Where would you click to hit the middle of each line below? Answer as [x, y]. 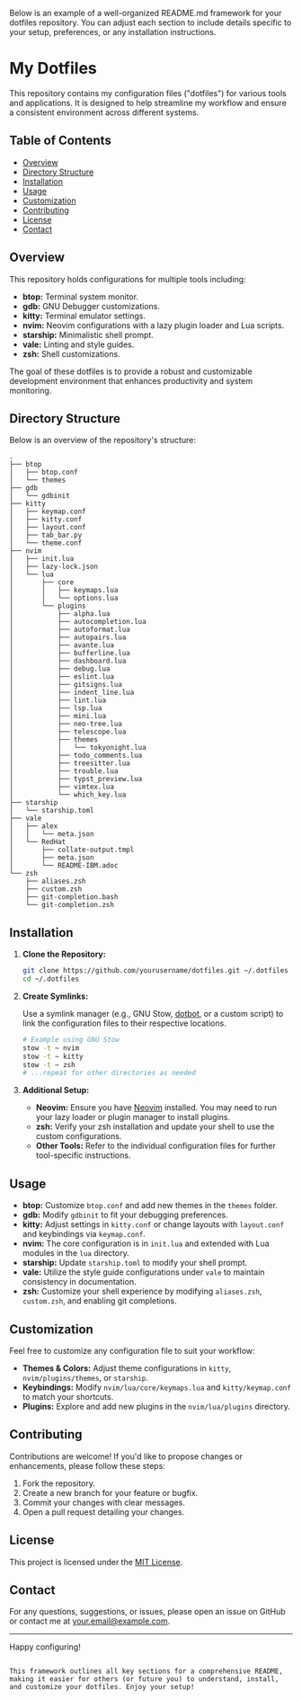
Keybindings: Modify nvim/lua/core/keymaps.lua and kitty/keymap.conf [157, 1387]
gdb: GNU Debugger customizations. [91, 306]
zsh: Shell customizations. [71, 353]
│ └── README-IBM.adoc [64, 866]
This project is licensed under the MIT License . [96, 1562]
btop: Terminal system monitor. [80, 297]
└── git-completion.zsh [70, 905]
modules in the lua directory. [75, 1253]
